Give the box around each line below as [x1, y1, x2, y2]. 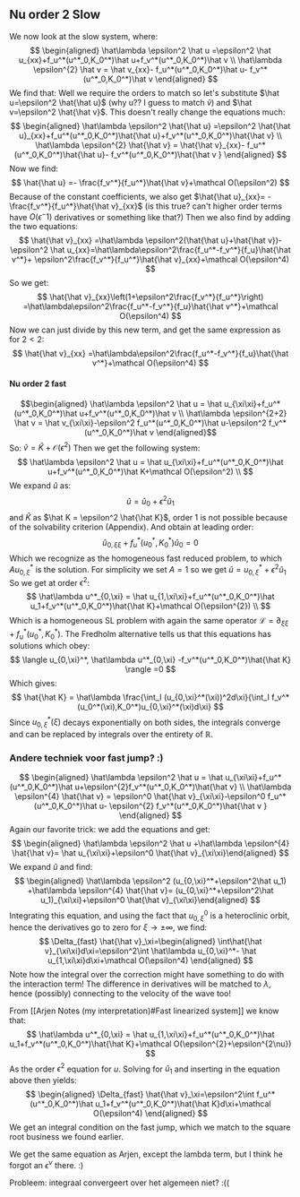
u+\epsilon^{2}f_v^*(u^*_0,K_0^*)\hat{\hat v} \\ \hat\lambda [74, 781, 292, 792]
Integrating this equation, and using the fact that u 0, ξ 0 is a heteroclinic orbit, [9, 909, 290, 923]
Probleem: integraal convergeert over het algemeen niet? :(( [9, 1177, 230, 1188]
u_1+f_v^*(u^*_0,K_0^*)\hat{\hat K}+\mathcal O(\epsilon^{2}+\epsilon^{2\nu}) [9, 1038, 292, 1049]
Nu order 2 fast [9, 378, 67, 389]
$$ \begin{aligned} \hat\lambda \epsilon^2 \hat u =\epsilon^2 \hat [30, 45, 271, 56]
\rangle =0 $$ [124, 663, 176, 675]
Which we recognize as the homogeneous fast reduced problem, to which [9, 553, 283, 564]
